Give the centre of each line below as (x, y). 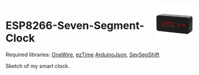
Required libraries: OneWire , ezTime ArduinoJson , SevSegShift (83, 54)
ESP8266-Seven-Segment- (75, 26)
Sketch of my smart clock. (38, 66)
